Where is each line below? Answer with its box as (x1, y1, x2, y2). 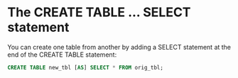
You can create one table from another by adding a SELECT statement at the (7, 43, 232, 51)
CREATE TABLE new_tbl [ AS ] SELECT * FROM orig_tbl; (7, 64, 163, 71)
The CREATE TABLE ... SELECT (7, 4, 191, 21)
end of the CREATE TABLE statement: (7, 50, 117, 59)
